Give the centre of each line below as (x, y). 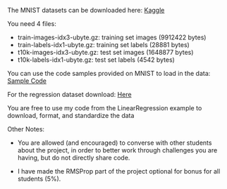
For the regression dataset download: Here (69, 94)
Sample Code (27, 81)
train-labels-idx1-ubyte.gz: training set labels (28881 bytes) (104, 45)
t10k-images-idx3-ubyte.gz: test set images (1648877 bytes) (105, 52)
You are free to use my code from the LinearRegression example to (105, 108)
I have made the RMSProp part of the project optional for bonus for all (119, 171)
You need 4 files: (32, 24)
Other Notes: (26, 129)
